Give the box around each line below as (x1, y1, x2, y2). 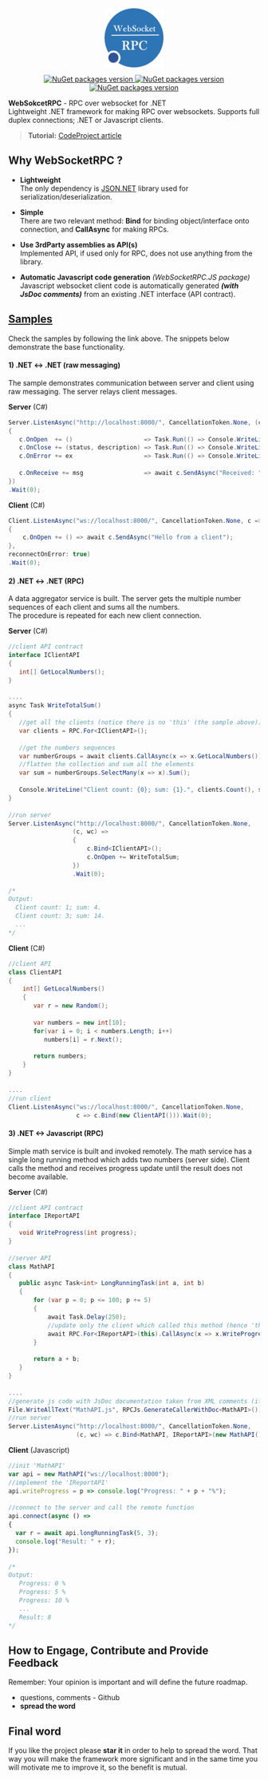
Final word (8, 1724, 61, 1738)
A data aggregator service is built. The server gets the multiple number (8, 594, 242, 603)
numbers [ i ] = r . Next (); (43, 1035, 124, 1043)
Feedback (8, 1656, 59, 1670)
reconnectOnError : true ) (8, 551, 91, 559)
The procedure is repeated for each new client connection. (8, 611, 202, 620)
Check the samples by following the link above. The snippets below (8, 334, 230, 343)
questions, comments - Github (19, 1693, 120, 1703)
